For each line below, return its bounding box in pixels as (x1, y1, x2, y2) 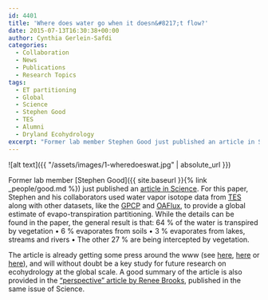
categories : (8, 41, 48, 49)
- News (15, 57, 37, 65)
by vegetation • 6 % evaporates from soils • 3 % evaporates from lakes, (8, 226, 246, 235)
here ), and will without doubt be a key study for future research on (8, 259, 227, 268)
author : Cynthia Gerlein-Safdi (8, 34, 112, 42)
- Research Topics (15, 71, 77, 79)
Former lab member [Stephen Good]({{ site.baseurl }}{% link (8, 175, 207, 184)
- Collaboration (15, 49, 69, 57)
